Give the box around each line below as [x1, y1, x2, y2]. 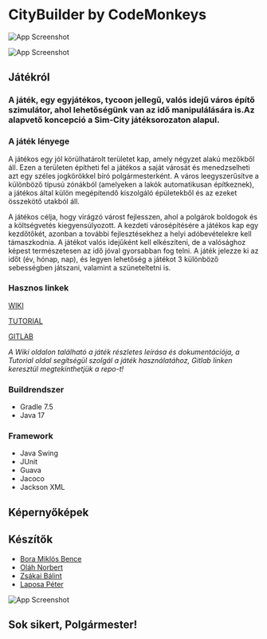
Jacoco [19, 474, 45, 483]
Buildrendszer [8, 384, 65, 395]
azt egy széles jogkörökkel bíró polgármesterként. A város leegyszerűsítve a [8, 171, 259, 180]
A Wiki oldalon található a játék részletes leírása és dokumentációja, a [8, 347, 241, 357]
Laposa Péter [19, 579, 64, 589]
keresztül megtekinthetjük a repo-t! [8, 364, 124, 373]
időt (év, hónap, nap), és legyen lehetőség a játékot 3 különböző [8, 254, 219, 264]
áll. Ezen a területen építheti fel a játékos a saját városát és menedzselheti [8, 162, 250, 172]
